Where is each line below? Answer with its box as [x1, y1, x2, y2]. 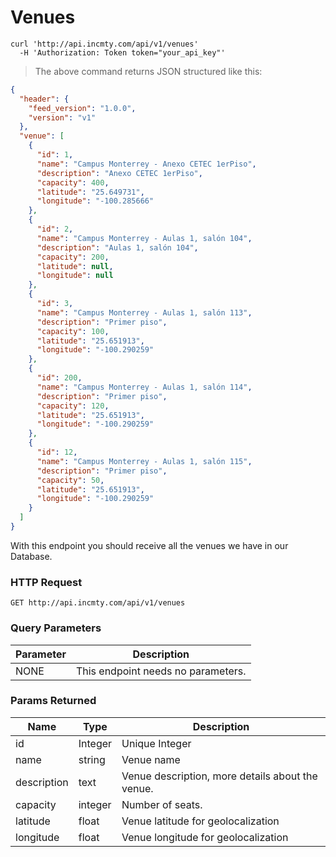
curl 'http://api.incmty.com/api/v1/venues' [10, 39, 199, 49]
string [78, 752, 106, 766]
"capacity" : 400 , [36, 177, 110, 188]
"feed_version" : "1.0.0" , [28, 103, 137, 113]
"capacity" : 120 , [36, 401, 110, 411]
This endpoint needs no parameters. [75, 664, 247, 678]
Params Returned [10, 694, 97, 708]
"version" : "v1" [28, 112, 97, 123]
